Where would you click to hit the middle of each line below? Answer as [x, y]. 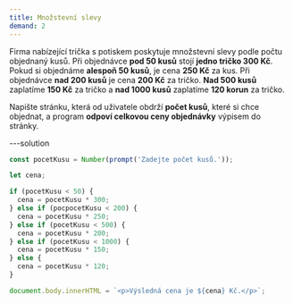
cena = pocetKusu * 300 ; [63, 200]
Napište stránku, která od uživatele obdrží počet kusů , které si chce [134, 106]
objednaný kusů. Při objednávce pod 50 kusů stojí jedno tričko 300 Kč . [141, 61]
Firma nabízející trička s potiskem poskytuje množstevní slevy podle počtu [146, 51]
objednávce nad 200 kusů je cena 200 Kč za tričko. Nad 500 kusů [133, 80]
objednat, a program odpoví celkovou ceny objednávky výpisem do [135, 116]
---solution [29, 143]
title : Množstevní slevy [55, 17]
